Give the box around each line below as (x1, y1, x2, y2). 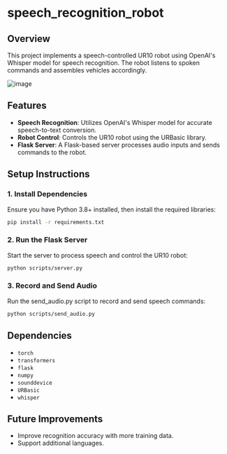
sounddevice (17, 379, 52, 386)
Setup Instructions (7, 168, 90, 180)
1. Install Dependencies (7, 189, 88, 199)
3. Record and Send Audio (7, 281, 98, 291)
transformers (17, 357, 56, 364)
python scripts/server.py (7, 264, 82, 272)
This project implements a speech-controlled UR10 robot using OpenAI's (7, 51, 216, 59)
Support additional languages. (17, 439, 105, 448)
